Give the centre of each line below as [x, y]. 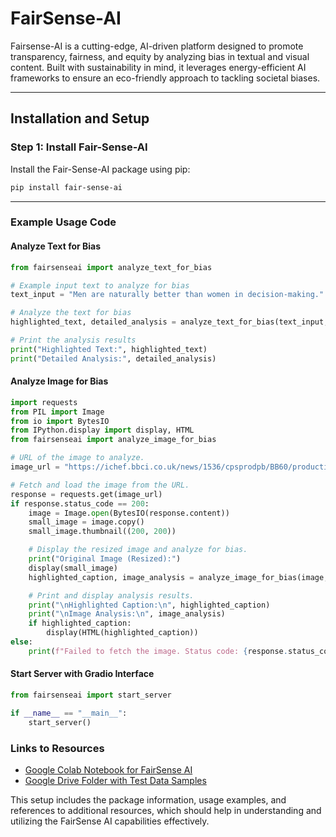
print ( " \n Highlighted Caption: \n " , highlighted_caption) [149, 605]
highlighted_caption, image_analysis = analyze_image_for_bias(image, [178, 577]
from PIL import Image [57, 412]
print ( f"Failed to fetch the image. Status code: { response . [158, 651]
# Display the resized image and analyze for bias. [138, 550]
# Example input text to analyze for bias [100, 285]
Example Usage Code [63, 222]
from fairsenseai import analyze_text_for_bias [111, 267]
